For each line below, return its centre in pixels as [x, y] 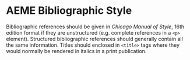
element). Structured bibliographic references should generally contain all [95, 39]
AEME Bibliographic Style [69, 11]
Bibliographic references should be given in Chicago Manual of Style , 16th [95, 27]
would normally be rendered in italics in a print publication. [76, 51]
